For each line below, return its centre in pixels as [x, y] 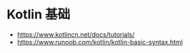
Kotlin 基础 [39, 14]
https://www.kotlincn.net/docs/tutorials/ [76, 34]
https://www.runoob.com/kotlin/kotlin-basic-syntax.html [100, 42]
